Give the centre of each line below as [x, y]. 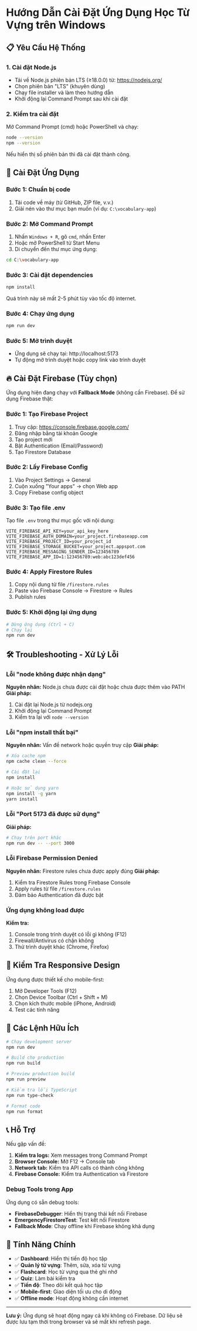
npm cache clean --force [36, 762]
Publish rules [30, 597]
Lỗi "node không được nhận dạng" [56, 674]
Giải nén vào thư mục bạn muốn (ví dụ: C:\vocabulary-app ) [85, 208]
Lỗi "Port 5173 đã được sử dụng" [53, 814]
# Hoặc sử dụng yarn [33, 788]
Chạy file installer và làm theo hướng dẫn [64, 92]
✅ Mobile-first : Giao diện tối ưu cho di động [68, 1292]
